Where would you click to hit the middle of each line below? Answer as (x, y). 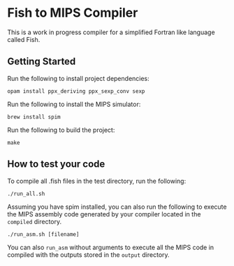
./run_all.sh (26, 193)
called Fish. (24, 39)
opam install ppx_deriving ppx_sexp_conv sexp (76, 91)
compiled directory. (34, 221)
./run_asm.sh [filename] (43, 234)
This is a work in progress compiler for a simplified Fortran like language (111, 32)
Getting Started (42, 62)
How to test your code (56, 164)
